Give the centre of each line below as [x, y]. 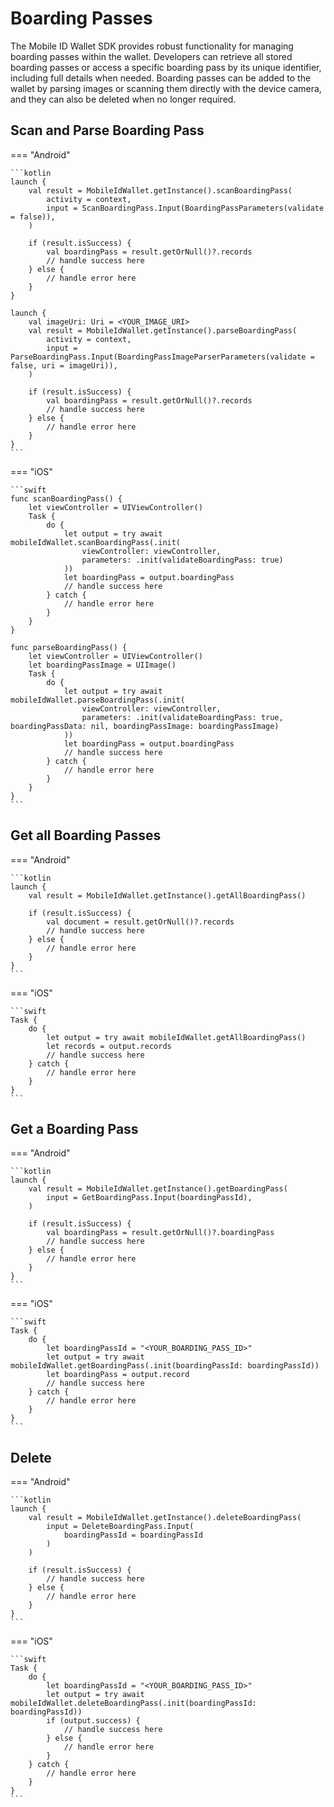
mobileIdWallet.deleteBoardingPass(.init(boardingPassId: [133, 1703]
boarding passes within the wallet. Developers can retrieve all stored [151, 56]
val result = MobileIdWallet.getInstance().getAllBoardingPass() [167, 895]
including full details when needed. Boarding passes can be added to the [161, 78]
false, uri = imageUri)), [64, 365]
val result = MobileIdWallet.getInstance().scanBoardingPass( [160, 190]
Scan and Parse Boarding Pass [107, 130]
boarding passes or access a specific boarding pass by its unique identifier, [166, 67]
